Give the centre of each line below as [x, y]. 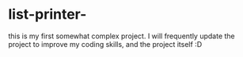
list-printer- [47, 14]
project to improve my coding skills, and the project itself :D [105, 44]
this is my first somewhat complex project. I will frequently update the [121, 36]
